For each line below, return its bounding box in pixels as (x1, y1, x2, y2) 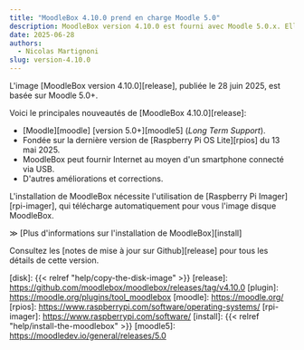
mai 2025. (22, 144, 61, 155)
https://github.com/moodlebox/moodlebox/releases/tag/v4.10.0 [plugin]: (9, 282, 279, 293)
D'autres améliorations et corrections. (22, 173, 164, 184)
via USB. (22, 164, 55, 174)
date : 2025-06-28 (9, 30, 75, 39)
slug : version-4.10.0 (9, 55, 91, 64)
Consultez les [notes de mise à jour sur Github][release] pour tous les (9, 246, 269, 256)
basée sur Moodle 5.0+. (9, 90, 99, 101)
